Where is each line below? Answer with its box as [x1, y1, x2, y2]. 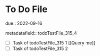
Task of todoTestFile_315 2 [12, 45, 69, 51]
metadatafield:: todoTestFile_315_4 [5, 30, 77, 36]
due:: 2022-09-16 [5, 20, 43, 26]
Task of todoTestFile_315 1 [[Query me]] [12, 39, 95, 46]
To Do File [5, 4, 48, 15]
